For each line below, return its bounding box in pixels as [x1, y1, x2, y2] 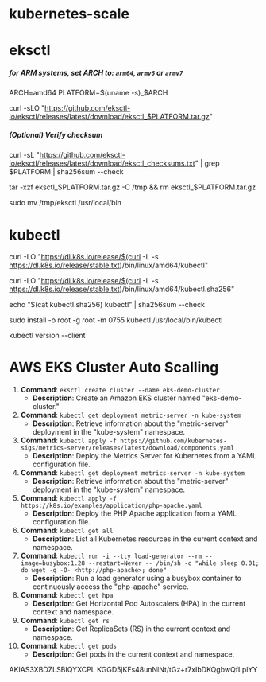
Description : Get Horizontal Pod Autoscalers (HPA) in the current [32, 598, 246, 609]
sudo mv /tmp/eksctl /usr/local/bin [9, 198, 122, 208]
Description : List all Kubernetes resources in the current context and [32, 534, 258, 544]
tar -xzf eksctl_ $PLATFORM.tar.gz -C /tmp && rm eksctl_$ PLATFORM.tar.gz [9, 182, 256, 192]
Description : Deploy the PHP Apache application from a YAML [32, 509, 237, 518]
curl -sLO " [9, 103, 45, 113]
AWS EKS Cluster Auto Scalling [9, 359, 219, 376]
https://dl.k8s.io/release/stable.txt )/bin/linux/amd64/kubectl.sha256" [9, 284, 235, 294]
